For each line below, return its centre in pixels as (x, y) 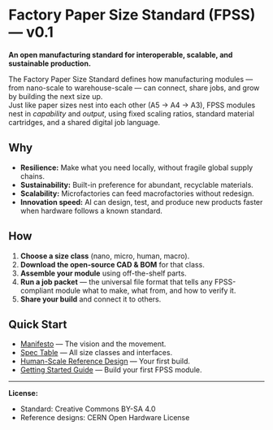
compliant (37, 290)
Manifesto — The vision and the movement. (93, 344)
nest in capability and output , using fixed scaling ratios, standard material (131, 113)
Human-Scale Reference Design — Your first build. (105, 361)
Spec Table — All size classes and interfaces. (96, 353)
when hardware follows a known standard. (91, 211)
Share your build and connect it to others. (91, 299)
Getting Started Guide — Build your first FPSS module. (111, 370)
